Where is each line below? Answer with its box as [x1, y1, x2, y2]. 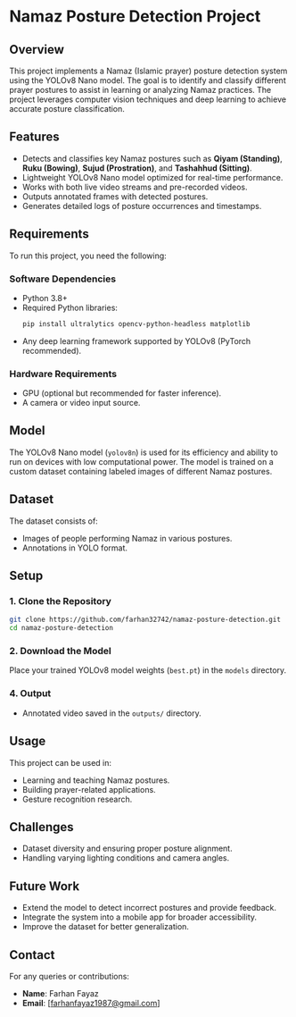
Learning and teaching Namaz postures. [21, 775, 170, 786]
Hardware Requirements [9, 367, 118, 380]
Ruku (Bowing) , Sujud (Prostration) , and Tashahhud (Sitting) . [21, 163, 252, 173]
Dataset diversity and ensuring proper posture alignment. [21, 843, 234, 854]
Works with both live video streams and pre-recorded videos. [21, 181, 248, 192]
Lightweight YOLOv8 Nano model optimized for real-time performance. [21, 172, 284, 182]
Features [9, 130, 60, 145]
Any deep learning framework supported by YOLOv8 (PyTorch [21, 335, 251, 346]
